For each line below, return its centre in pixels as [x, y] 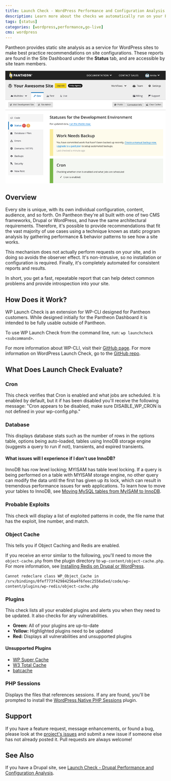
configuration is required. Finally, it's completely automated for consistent [82, 263]
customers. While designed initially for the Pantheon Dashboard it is [76, 318]
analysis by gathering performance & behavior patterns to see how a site [81, 237]
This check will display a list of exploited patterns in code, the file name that [85, 516]
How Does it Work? [36, 299]
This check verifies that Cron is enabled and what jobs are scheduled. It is [83, 395]
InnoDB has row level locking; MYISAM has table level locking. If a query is [83, 470]
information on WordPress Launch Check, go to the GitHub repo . [73, 353]
